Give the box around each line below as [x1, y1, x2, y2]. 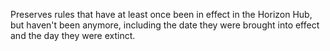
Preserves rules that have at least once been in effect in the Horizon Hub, [10, 9, 313, 20]
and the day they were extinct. [10, 30, 136, 41]
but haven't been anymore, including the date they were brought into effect [10, 19, 320, 31]
